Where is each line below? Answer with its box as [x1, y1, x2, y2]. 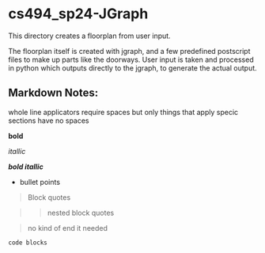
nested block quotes [47, 208, 115, 217]
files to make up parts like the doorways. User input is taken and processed [8, 55, 255, 64]
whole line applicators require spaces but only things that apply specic [8, 107, 239, 117]
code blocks [8, 239, 47, 247]
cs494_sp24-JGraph [8, 5, 149, 23]
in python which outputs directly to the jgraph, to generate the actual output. [8, 63, 257, 72]
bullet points [19, 177, 61, 186]
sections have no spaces [8, 116, 89, 125]
